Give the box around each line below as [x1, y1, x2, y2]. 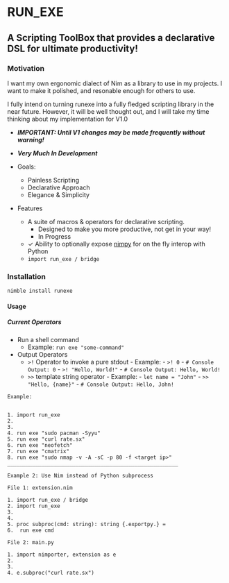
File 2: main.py [7, 539, 54, 546]
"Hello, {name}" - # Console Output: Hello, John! [27, 380, 175, 388]
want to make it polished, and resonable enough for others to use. [7, 86, 196, 94]
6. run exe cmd [7, 527, 54, 534]
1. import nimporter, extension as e [7, 551, 117, 558]
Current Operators [7, 318, 62, 326]
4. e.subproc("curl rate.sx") [7, 569, 95, 576]
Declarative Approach [27, 183, 90, 192]
